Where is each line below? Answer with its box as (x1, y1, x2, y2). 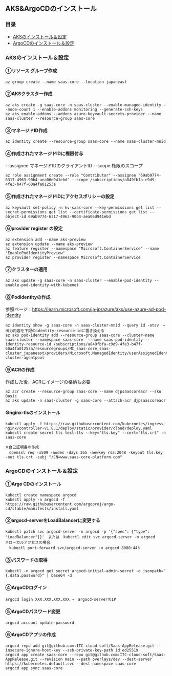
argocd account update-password (5, 620, 74, 625)
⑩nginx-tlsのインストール (5, 409, 60, 416)
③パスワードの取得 (5, 557, 48, 563)
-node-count (5, 107, 31, 112)
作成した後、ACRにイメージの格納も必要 (5, 379, 91, 385)
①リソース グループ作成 (5, 68, 57, 74)
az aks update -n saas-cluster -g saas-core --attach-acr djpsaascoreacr (5, 398, 166, 403)
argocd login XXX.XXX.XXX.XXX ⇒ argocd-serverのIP (5, 597, 116, 602)
